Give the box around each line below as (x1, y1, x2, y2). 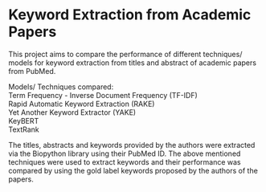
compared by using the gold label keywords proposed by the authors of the (8, 165, 259, 175)
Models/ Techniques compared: (8, 82, 114, 92)
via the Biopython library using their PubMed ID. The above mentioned (8, 149, 241, 158)
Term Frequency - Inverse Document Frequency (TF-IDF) (8, 90, 198, 100)
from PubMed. (8, 66, 56, 76)
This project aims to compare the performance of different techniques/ (8, 49, 243, 59)
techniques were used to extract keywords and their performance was (8, 157, 241, 166)
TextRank (8, 125, 40, 134)
